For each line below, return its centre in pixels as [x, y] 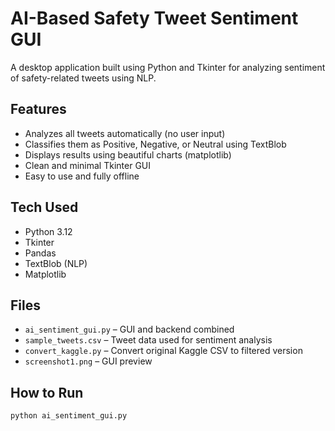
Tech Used [44, 207]
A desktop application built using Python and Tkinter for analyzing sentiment [168, 67]
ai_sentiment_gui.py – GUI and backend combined [129, 329]
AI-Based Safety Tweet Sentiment [154, 18]
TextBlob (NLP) [56, 263]
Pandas [40, 253]
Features [38, 109]
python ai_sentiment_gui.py [69, 416]
